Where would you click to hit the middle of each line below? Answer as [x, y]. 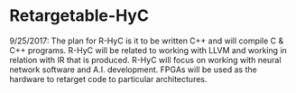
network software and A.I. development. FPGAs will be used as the [133, 70]
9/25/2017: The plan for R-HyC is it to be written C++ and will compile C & [147, 41]
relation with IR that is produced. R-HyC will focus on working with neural [145, 60]
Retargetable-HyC [79, 16]
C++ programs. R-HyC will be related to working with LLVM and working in [148, 50]
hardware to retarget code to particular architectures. [108, 79]
